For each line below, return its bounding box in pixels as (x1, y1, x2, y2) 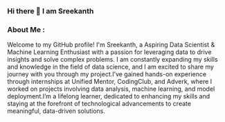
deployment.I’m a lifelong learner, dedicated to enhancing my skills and (7, 92, 210, 101)
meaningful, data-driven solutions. (7, 107, 105, 115)
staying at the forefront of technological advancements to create (7, 100, 192, 108)
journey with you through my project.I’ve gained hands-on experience (7, 70, 206, 78)
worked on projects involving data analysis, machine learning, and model (7, 85, 215, 93)
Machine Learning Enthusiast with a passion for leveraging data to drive (7, 48, 212, 56)
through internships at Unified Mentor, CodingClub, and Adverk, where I (7, 78, 213, 86)
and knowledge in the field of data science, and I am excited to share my (7, 62, 215, 71)
